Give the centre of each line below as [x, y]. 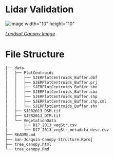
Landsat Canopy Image [30, 33]
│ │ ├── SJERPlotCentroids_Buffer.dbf [51, 77]
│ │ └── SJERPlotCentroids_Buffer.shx [51, 106]
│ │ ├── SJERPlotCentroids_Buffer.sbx [51, 92]
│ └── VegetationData [31, 121]
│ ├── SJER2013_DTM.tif [33, 116]
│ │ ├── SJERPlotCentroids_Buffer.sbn [51, 87]
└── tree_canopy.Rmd [27, 149]
